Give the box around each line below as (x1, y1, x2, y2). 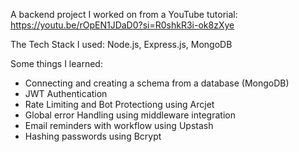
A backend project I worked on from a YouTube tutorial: (10, 9, 238, 20)
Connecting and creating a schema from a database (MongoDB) (24, 77, 290, 89)
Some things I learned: (10, 58, 103, 69)
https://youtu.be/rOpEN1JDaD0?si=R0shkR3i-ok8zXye (10, 19, 235, 31)
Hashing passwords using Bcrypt (24, 130, 162, 142)
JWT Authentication (24, 88, 108, 99)
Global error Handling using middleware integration (24, 109, 236, 121)
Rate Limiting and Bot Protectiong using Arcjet (24, 99, 215, 110)
